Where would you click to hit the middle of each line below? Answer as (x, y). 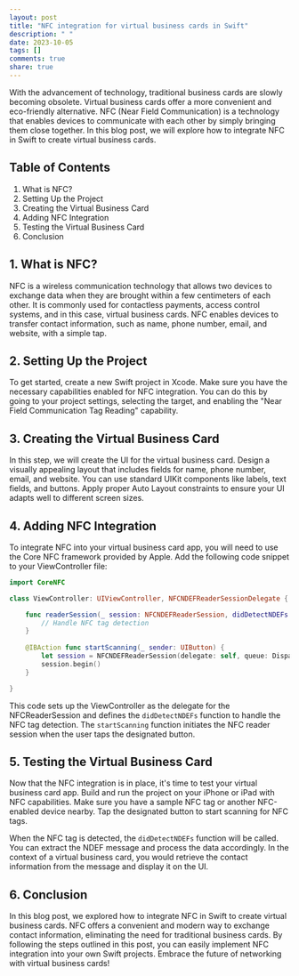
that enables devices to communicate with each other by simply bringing (142, 120)
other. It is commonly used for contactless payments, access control (135, 304)
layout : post (33, 17)
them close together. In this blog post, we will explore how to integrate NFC (147, 130)
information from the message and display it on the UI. (109, 867)
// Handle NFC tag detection (95, 623)
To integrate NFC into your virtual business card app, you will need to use (144, 547)
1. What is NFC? (53, 265)
